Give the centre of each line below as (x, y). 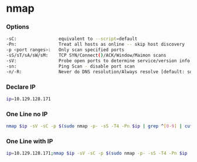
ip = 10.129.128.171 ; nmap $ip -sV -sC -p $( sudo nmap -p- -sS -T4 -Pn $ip (97, 153)
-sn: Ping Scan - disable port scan (70, 66)
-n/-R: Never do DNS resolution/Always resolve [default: (95, 72)
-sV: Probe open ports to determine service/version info (98, 60)
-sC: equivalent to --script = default (72, 39)
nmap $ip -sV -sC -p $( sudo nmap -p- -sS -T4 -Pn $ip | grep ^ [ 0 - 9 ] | (94, 126)
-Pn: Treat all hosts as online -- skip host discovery (95, 45)
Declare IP (21, 87)
